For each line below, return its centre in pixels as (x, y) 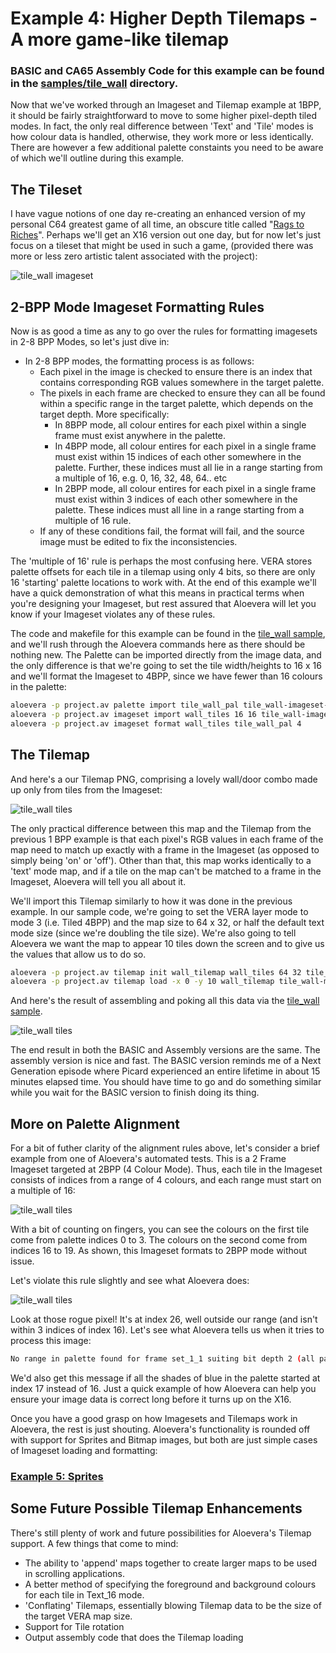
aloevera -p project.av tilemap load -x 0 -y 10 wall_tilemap (142, 982)
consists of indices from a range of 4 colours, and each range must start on (166, 1180)
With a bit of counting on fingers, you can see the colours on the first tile (160, 1229)
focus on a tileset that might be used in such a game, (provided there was (162, 246)
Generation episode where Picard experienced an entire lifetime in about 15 (165, 1071)
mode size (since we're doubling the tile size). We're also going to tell (153, 933)
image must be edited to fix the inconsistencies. (138, 542)
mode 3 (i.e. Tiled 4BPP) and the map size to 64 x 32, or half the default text (167, 922)
